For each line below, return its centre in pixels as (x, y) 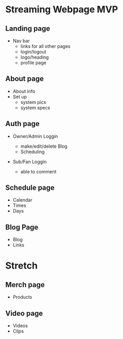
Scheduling (32, 151)
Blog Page (22, 227)
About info (24, 91)
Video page (24, 313)
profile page (33, 63)
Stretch (21, 266)
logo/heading (34, 57)
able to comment (38, 171)
